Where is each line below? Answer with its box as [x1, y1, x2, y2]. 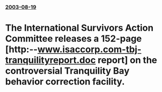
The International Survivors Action [5, 22, 153, 34]
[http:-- [5, 44, 38, 55]
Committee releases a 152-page [5, 33, 142, 44]
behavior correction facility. [5, 76, 125, 87]
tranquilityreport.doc [5, 55, 96, 66]
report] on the [98, 55, 157, 66]
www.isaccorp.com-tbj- [37, 44, 142, 55]
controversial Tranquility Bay [5, 65, 130, 77]
